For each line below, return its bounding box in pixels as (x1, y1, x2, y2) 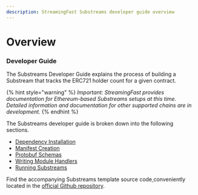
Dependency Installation (15, 138, 76, 146)
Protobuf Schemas (15, 151, 62, 159)
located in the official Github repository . (6, 182, 105, 190)
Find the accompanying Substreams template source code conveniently (6, 176, 186, 183)
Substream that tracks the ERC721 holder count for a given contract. (6, 77, 177, 84)
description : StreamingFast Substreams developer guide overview (6, 9, 174, 15)
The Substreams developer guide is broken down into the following (6, 120, 174, 128)
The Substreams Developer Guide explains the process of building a (6, 70, 177, 78)
